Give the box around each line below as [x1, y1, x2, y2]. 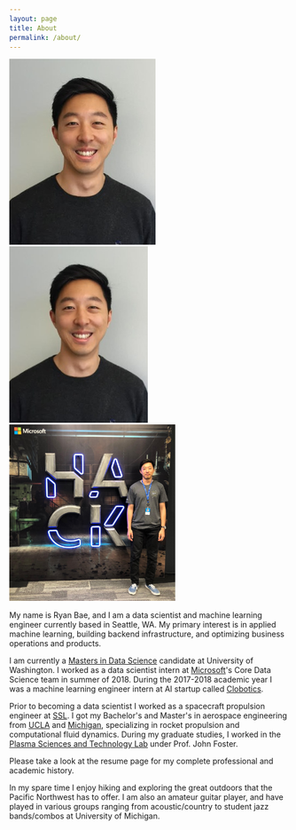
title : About [9, 23, 58, 33]
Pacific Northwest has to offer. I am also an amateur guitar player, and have [9, 791, 284, 802]
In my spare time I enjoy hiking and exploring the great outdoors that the [9, 782, 273, 793]
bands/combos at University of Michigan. [9, 810, 160, 821]
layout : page [9, 14, 58, 23]
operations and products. [9, 637, 102, 648]
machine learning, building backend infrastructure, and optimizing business [9, 628, 285, 639]
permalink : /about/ [9, 33, 82, 42]
